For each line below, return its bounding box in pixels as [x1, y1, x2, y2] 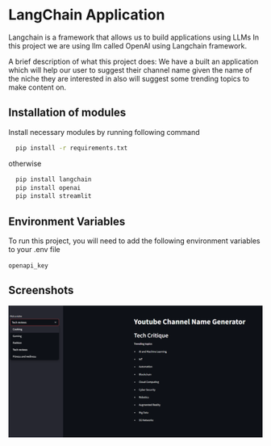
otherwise [8, 158, 42, 168]
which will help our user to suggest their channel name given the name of [8, 65, 252, 74]
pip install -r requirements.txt [15, 144, 128, 152]
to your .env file [8, 245, 60, 255]
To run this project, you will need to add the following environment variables [8, 236, 261, 246]
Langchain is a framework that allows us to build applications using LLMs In [8, 32, 260, 42]
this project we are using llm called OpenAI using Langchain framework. [8, 40, 248, 50]
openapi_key [8, 262, 48, 270]
